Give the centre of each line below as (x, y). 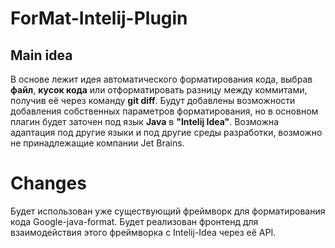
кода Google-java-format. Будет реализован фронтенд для (134, 221)
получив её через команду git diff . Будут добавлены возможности (153, 100)
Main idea (41, 55)
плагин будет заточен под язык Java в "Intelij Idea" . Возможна (145, 121)
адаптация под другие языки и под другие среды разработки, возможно (166, 132)
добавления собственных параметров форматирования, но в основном (164, 111)
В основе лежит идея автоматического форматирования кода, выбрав (161, 79)
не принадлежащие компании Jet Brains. (97, 143)
